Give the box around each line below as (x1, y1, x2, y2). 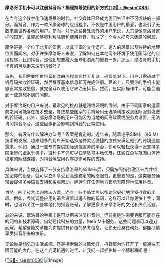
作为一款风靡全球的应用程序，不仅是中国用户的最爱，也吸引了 (30, 22, 156, 27)
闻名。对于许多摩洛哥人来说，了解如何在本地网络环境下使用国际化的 (18, 50, 156, 56)
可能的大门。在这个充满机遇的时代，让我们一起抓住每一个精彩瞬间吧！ (9, 247, 151, 253)
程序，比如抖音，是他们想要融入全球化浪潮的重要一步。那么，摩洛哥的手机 (9, 57, 160, 62)
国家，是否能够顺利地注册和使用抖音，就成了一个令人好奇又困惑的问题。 (13, 34, 160, 39)
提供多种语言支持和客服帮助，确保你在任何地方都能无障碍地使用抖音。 (13, 179, 156, 185)
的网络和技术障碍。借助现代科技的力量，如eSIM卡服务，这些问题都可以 (5, 218, 149, 224)
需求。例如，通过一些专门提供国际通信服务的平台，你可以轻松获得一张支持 (5, 144, 156, 150)
